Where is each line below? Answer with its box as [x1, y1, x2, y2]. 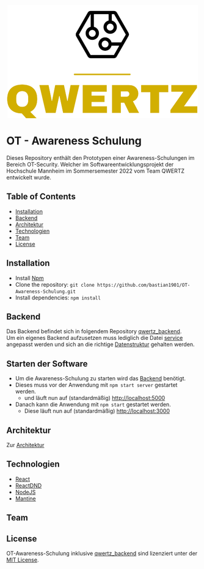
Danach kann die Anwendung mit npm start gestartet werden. [15, 401, 171, 409]
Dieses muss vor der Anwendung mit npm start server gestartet [15, 382, 178, 389]
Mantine [15, 495, 36, 502]
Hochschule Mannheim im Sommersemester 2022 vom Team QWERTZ [6, 167, 185, 175]
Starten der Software [6, 358, 88, 369]
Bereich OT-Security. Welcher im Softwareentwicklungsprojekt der [6, 160, 174, 168]
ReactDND [15, 481, 42, 489]
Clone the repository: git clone [15, 281, 95, 288]
